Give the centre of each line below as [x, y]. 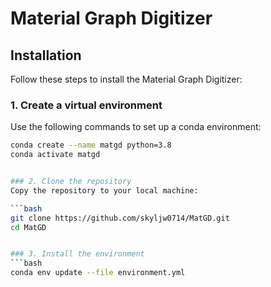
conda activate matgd [55, 155]
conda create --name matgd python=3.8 [91, 145]
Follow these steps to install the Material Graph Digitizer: [126, 79]
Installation [46, 55]
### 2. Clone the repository [71, 182]
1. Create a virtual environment [86, 105]
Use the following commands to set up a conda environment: [136, 127]
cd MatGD [28, 227]
